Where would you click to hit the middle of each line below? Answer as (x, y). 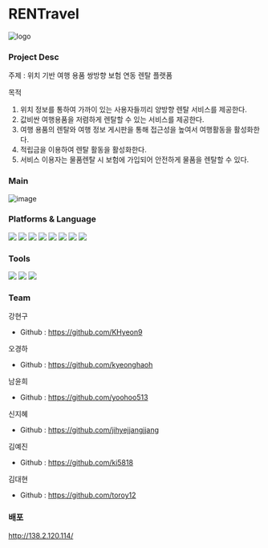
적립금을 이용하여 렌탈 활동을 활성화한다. (83, 150)
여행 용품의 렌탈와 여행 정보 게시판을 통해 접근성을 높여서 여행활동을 (126, 130)
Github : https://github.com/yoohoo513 (84, 397)
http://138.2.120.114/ (41, 535)
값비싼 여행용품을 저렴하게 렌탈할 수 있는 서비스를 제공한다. (112, 120)
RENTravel (44, 14)
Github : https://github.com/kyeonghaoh (86, 365)
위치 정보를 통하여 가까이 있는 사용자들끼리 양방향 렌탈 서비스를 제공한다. (133, 110)
